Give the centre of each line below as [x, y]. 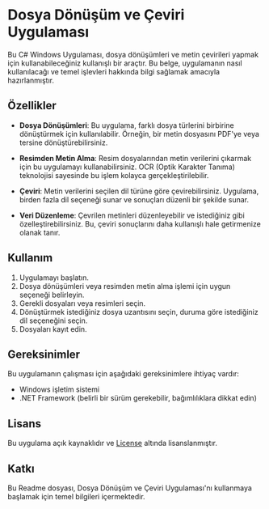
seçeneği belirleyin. [52, 295]
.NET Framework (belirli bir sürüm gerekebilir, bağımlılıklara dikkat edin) [138, 398]
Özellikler [32, 106]
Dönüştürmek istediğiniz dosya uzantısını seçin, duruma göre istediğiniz [139, 312]
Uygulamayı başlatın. [54, 278]
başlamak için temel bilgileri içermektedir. [77, 496]
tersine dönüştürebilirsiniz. [63, 142]
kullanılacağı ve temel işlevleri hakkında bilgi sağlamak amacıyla [113, 71]
